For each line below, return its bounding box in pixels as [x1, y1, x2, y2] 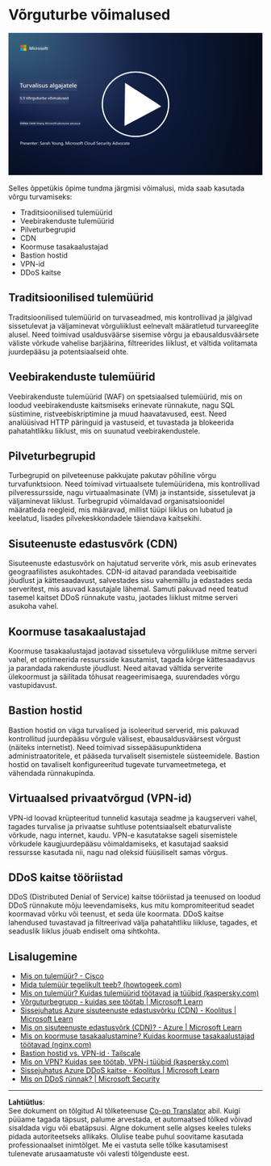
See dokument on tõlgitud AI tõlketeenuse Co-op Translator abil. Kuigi [8, 1106, 240, 1116]
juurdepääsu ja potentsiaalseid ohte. [8, 346, 129, 356]
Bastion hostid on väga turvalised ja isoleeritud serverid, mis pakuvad [8, 725, 240, 735]
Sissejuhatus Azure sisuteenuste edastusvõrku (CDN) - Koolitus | [19, 1005, 236, 1015]
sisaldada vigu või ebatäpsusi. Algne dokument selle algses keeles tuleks [8, 1123, 252, 1133]
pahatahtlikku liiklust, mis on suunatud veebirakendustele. [8, 426, 201, 435]
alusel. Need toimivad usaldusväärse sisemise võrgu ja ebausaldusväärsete [8, 329, 260, 339]
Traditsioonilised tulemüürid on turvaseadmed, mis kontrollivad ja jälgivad [8, 312, 252, 322]
